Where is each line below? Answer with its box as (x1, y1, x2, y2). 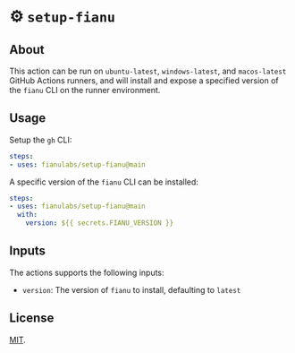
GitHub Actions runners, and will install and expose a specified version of (9, 75, 279, 86)
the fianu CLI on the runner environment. (9, 85, 161, 95)
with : (17, 211, 38, 220)
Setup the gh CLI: (9, 134, 72, 145)
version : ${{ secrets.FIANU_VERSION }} (25, 219, 174, 228)
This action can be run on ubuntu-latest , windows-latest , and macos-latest (9, 65, 287, 76)
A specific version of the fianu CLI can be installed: (9, 176, 199, 187)
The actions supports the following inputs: (9, 267, 164, 278)
